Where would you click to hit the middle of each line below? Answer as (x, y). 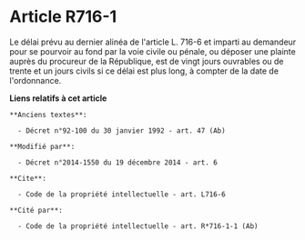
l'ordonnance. (36, 80)
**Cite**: (28, 178)
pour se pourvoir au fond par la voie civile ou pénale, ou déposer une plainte (152, 51)
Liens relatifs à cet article (58, 98)
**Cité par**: (36, 210)
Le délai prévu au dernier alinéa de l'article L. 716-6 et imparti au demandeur (153, 42)
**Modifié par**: (42, 146)
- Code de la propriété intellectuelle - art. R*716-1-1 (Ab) (138, 226)
